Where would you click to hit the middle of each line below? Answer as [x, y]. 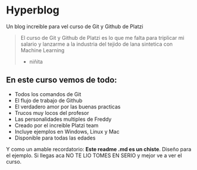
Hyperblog [33, 10]
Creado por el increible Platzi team [56, 125]
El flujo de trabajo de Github [49, 100]
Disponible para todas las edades [55, 138]
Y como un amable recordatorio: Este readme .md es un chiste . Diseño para [99, 149]
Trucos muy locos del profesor [52, 113]
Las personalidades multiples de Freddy [63, 119]
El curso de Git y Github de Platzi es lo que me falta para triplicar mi [102, 38]
